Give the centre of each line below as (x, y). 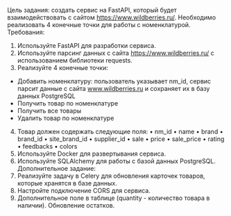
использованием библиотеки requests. (75, 60)
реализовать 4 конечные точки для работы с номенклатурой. (99, 25)
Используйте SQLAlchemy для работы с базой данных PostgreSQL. (117, 161)
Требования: (26, 32)
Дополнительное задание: (56, 168)
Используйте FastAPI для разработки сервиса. (86, 45)
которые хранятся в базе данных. (67, 183)
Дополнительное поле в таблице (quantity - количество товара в (113, 198)
